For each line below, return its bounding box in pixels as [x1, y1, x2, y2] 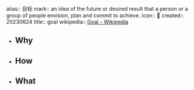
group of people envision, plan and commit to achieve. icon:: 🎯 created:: [6, 12, 184, 19]
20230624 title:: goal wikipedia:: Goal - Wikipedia [6, 18, 129, 25]
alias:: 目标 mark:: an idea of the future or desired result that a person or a [6, 5, 189, 12]
